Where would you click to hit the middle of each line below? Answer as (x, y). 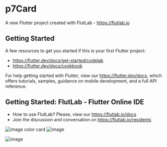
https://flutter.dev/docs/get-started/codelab (58, 60)
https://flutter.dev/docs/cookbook (48, 65)
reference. (16, 86)
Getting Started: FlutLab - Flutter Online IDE (75, 102)
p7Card (21, 9)
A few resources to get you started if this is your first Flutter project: (75, 50)
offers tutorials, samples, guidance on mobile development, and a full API (81, 81)
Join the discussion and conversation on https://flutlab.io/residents (82, 119)
